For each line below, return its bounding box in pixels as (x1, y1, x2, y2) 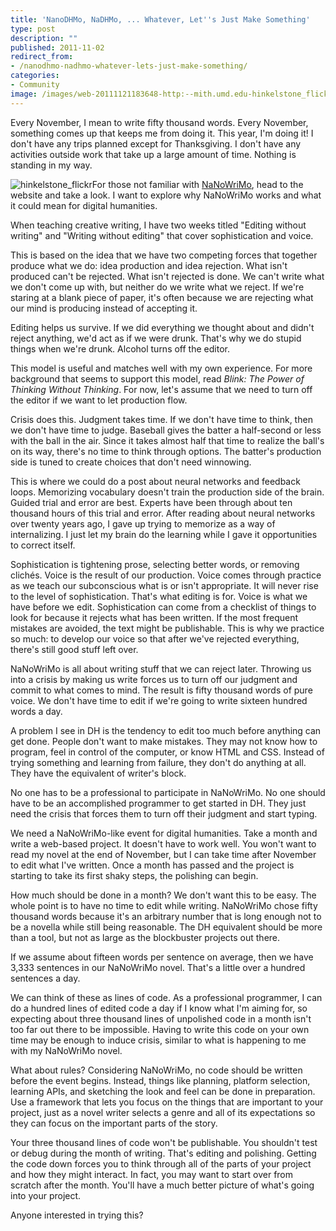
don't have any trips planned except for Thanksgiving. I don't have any (10, 137, 302, 150)
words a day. (10, 705, 63, 717)
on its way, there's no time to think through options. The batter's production (10, 445, 322, 457)
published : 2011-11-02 (10, 42, 105, 53)
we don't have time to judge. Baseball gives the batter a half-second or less (10, 424, 322, 436)
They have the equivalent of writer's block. (10, 767, 187, 779)
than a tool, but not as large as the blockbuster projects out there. (10, 931, 281, 943)
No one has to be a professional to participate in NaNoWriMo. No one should (10, 786, 326, 798)
